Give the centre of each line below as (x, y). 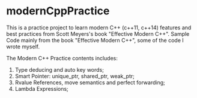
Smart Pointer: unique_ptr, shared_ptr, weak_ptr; (75, 76)
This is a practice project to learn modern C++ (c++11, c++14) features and (99, 27)
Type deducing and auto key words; (59, 69)
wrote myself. (23, 47)
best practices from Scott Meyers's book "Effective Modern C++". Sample (98, 33)
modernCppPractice (58, 11)
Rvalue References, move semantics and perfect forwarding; (90, 82)
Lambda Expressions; (42, 88)
